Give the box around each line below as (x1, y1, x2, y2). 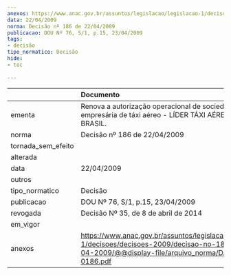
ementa (10, 110, 36, 119)
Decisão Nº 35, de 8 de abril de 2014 (80, 208, 203, 218)
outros (10, 174, 32, 184)
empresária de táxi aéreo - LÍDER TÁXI (80, 110, 206, 119)
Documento (80, 90, 120, 99)
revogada (10, 208, 41, 218)
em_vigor (10, 219, 40, 229)
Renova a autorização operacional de (80, 101, 201, 111)
